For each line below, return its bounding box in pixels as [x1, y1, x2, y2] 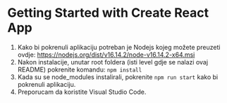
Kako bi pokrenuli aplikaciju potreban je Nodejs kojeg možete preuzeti [17, 43, 221, 51]
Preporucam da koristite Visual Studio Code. [17, 88, 147, 96]
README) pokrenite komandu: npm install [17, 65, 142, 74]
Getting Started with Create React [7, 5, 209, 21]
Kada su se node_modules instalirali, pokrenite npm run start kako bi [17, 72, 219, 81]
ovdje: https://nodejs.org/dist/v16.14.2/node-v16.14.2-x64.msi [17, 50, 195, 59]
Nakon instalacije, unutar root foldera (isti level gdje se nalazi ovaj [17, 57, 209, 66]
